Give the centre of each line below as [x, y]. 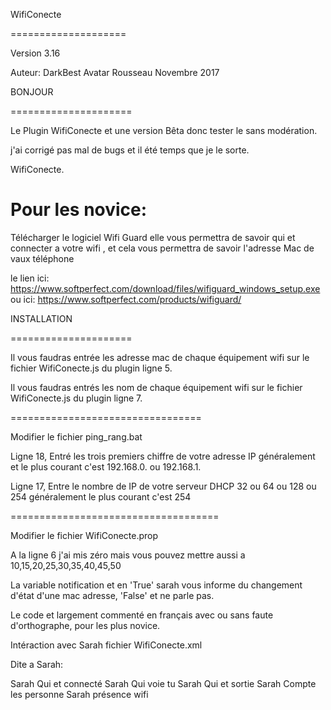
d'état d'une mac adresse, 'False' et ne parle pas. [112, 595]
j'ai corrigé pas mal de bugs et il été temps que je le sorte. [130, 150]
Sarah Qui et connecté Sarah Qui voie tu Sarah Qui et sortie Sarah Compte [163, 683]
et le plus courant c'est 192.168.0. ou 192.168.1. [106, 466]
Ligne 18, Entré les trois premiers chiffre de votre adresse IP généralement [163, 456]
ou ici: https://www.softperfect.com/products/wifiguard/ [126, 299]
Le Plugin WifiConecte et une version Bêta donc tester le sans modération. [164, 130]
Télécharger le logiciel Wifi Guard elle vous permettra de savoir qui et [153, 237]
